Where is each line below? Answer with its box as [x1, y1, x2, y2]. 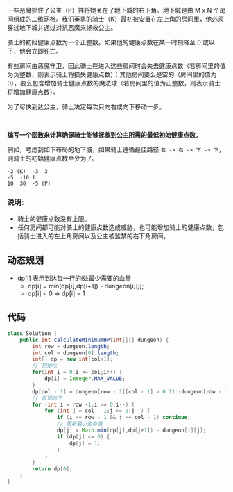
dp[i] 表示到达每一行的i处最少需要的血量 [17, 274, 132, 283]
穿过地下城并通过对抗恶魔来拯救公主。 [7, 24, 116, 31]
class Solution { [7, 329, 58, 337]
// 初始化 [32, 362, 58, 370]
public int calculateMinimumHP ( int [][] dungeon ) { [19, 336, 169, 343]
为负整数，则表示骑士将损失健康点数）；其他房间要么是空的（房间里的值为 [7, 70, 217, 79]
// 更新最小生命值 [56, 420, 103, 427]
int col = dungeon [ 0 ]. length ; [32, 350, 119, 356]
